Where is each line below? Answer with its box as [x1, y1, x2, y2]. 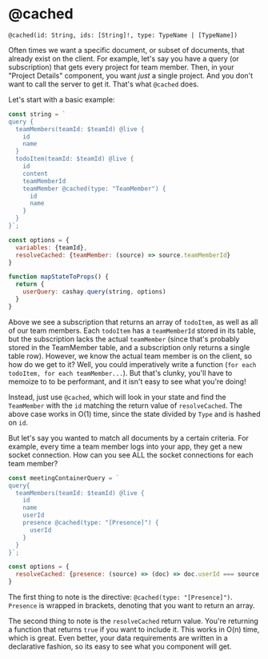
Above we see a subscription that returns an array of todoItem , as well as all [8, 317, 258, 326]
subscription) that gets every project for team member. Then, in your [8, 62, 234, 72]
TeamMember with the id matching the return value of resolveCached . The [8, 401, 242, 410]
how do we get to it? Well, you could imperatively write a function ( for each [8, 359, 257, 369]
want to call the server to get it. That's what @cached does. [8, 79, 199, 89]
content [22, 170, 48, 178]
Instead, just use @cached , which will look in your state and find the [8, 392, 226, 401]
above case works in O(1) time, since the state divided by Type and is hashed [8, 409, 261, 418]
